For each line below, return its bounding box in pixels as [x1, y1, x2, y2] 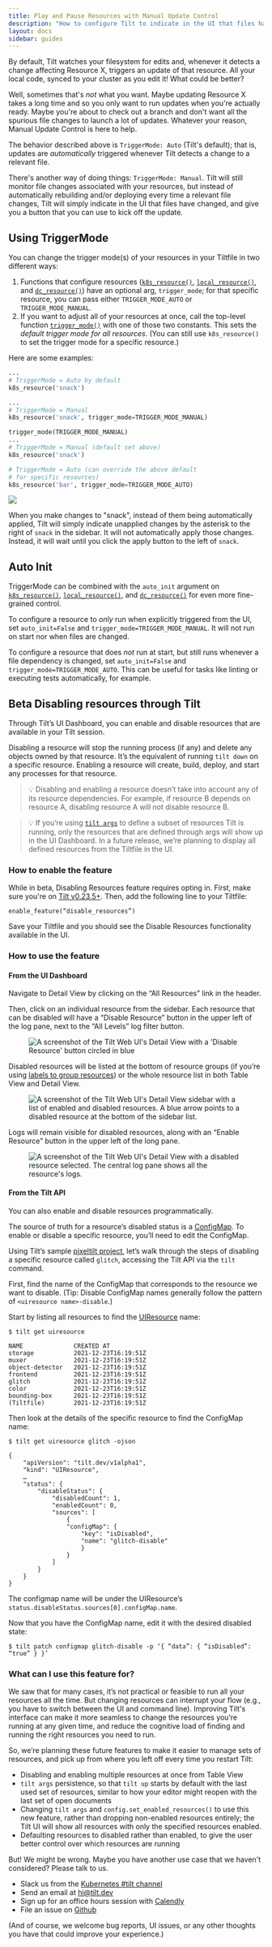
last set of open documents [19, 1795, 112, 1805]
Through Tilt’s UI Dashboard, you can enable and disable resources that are [8, 719, 261, 728]
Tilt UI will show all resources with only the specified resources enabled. [19, 1821, 261, 1831]
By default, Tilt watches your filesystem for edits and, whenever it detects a [8, 57, 261, 67]
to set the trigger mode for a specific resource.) [19, 338, 180, 348]
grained [8, 598, 35, 609]
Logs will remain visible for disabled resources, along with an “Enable [8, 1128, 240, 1138]
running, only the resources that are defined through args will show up [28, 827, 264, 837]
